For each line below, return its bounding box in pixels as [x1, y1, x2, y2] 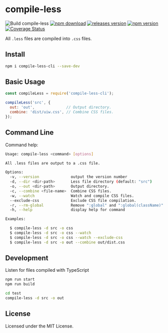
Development [5, 254, 49, 263]
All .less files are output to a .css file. [5, 160, 100, 165]
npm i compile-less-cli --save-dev [5, 63, 80, 69]
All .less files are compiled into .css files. [5, 35, 92, 41]
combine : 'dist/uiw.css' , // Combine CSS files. [10, 110, 114, 115]
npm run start [5, 277, 35, 282]
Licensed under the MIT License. [5, 323, 74, 329]
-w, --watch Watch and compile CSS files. [10, 193, 135, 198]
